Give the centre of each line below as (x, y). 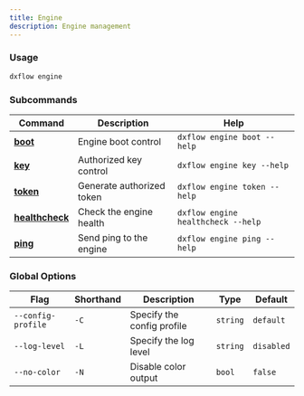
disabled (271, 346)
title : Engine (36, 18)
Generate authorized (121, 185)
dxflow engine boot (219, 137)
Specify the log (162, 341)
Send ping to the (113, 238)
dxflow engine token (222, 187)
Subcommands (43, 99)
